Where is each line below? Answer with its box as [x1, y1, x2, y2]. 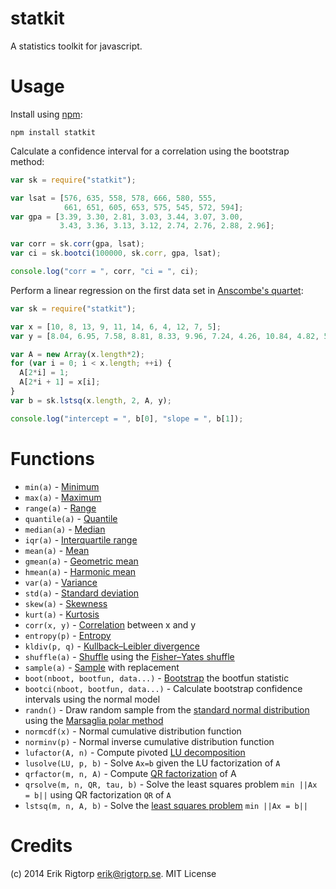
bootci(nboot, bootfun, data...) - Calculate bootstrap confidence [24, 682, 303, 694]
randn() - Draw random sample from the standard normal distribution [24, 703, 310, 716]
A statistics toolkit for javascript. [10, 40, 143, 52]
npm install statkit [10, 127, 97, 137]
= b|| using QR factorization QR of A [24, 788, 172, 801]
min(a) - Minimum [24, 480, 100, 492]
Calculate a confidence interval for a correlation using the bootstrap [10, 145, 290, 157]
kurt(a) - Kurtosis [24, 608, 100, 620]
